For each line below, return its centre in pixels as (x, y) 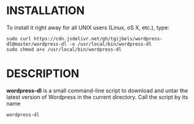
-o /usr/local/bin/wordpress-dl (110, 44)
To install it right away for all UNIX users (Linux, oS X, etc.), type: (88, 27)
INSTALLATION (45, 11)
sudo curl (19, 38)
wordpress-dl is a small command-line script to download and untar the (97, 90)
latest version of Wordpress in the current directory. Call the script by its (97, 97)
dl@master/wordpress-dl (37, 44)
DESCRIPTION (43, 74)
